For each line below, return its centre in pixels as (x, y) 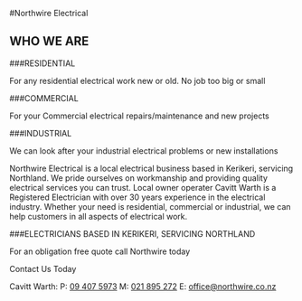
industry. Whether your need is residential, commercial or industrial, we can (150, 206)
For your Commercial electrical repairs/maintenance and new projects (139, 116)
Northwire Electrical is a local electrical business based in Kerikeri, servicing (151, 168)
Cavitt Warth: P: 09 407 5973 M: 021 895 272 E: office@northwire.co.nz (143, 286)
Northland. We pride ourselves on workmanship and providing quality (139, 178)
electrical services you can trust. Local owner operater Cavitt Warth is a (143, 187)
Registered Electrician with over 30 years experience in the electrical (137, 197)
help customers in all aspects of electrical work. (99, 216)
